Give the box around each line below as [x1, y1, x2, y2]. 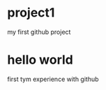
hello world [7, 52, 73, 68]
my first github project [7, 28, 71, 36]
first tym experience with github [7, 75, 99, 83]
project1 [7, 5, 55, 21]
